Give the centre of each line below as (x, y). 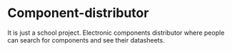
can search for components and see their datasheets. (86, 40)
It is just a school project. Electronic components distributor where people (116, 33)
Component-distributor (78, 13)
